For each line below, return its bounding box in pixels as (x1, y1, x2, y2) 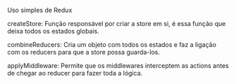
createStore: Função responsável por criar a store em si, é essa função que (7, 20, 226, 27)
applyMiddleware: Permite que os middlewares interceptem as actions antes (7, 62, 229, 69)
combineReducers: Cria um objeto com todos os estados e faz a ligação (7, 41, 217, 48)
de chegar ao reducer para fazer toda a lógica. (7, 69, 143, 77)
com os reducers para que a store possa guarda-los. (7, 48, 161, 56)
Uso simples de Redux (7, 6, 73, 14)
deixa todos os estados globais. (7, 27, 100, 35)
